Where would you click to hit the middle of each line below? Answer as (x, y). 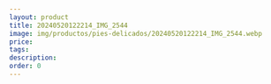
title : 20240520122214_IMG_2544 (68, 25)
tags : (19, 50)
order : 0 (25, 66)
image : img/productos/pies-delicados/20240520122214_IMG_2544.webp (136, 33)
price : (21, 42)
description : (33, 58)
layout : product (39, 17)
